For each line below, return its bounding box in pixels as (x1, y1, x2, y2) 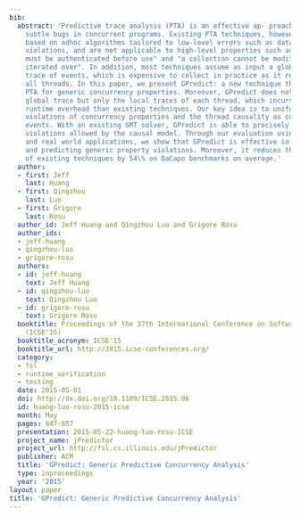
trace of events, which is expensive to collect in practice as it (25, 71, 281, 80)
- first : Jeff (17, 170, 70, 179)
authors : (17, 262, 50, 271)
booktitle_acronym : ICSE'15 (17, 336, 122, 345)
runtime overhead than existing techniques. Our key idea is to (25, 104, 270, 113)
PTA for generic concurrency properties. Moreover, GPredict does (25, 87, 278, 96)
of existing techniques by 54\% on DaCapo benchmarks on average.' (25, 153, 281, 163)
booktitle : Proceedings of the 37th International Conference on (17, 320, 266, 329)
